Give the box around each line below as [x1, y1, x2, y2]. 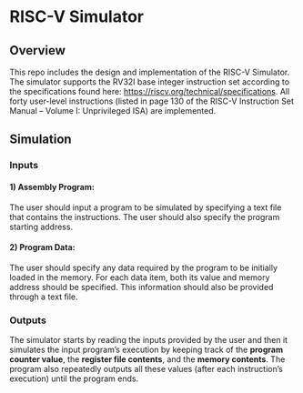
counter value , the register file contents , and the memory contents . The [9, 354, 286, 365]
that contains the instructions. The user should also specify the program [9, 211, 280, 222]
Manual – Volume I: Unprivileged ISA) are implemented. [9, 106, 217, 116]
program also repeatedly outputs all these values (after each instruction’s [9, 364, 284, 375]
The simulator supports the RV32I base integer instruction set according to [9, 76, 289, 87]
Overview [9, 43, 66, 58]
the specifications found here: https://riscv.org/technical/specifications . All [9, 86, 290, 96]
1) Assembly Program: [9, 181, 96, 192]
